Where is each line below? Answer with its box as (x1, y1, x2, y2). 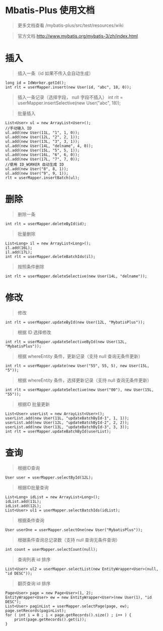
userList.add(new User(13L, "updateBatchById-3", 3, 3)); (5, 425, 129, 430)
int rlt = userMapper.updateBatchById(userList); (5, 429, 112, 434)
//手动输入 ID (5, 126, 32, 131)
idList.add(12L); (5, 503, 42, 508)
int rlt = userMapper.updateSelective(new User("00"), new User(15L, (5, 387, 154, 392)
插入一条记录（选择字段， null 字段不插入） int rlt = (17, 94, 123, 100)
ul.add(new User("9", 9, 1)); (5, 171, 69, 176)
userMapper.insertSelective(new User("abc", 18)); (17, 99, 121, 106)
